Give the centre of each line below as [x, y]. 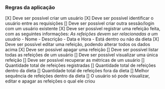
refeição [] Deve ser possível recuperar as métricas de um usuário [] [75, 60]
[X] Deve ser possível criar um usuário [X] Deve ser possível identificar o [79, 18]
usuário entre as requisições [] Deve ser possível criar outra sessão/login [80, 23]
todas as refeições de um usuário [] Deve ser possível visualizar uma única [82, 55]
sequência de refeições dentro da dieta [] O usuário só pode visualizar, [78, 76]
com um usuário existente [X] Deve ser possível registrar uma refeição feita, [83, 29]
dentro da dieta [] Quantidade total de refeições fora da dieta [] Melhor [77, 71]
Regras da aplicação [30, 7]
